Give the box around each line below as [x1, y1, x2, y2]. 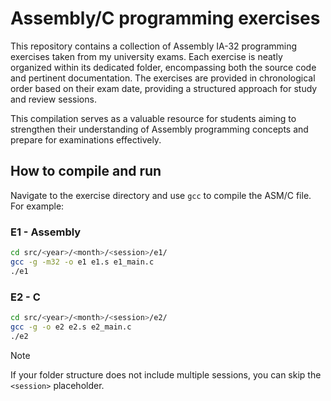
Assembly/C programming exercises [10, 7, 321, 30]
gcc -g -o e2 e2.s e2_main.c [10, 322, 132, 332]
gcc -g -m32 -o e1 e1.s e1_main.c [10, 257, 155, 267]
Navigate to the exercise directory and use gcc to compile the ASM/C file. [10, 189, 312, 201]
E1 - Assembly [10, 225, 82, 239]
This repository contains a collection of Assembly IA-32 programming [10, 40, 298, 52]
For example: [10, 200, 65, 212]
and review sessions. [10, 93, 97, 105]
